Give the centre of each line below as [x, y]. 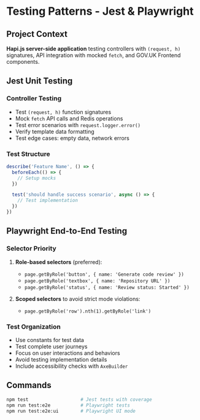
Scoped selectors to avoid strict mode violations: [78, 298]
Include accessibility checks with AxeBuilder [71, 366]
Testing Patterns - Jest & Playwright [100, 11]
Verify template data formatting [55, 131]
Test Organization [34, 327]
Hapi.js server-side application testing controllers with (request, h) [94, 49]
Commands [29, 385]
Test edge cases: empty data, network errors [72, 138]
